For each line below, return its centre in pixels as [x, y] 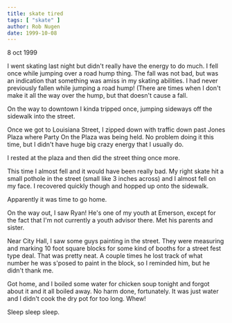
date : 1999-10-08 [32, 33]
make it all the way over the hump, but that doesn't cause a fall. [98, 96]
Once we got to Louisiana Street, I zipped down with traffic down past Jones [116, 130]
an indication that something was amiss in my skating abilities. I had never [113, 81]
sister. [16, 228]
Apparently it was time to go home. [57, 200]
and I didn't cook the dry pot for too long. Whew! [77, 299]
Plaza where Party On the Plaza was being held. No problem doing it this [111, 137]
